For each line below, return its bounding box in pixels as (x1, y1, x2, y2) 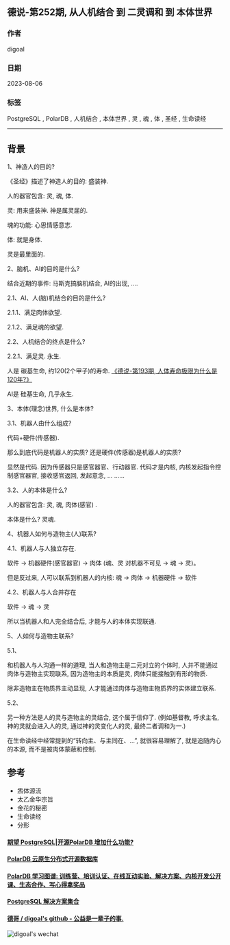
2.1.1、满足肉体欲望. (7, 308, 62, 317)
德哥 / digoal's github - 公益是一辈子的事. (7, 914, 124, 922)
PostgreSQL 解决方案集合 (7, 898, 80, 906)
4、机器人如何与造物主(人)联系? (7, 530, 97, 538)
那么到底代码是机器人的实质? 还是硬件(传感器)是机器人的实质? (7, 448, 181, 456)
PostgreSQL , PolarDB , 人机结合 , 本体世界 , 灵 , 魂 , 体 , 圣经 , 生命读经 (7, 115, 207, 123)
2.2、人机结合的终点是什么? (7, 338, 86, 346)
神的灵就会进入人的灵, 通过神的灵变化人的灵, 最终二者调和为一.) (7, 722, 186, 730)
